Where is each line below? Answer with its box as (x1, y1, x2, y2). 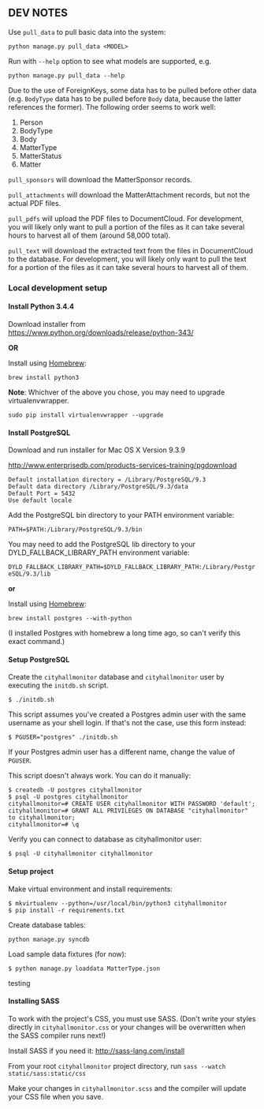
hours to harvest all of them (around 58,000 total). (8, 230, 171, 240)
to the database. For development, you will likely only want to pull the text (8, 254, 247, 264)
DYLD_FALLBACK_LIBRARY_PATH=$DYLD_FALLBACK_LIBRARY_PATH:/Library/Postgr (8, 564, 256, 571)
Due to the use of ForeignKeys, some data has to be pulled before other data (8, 85, 257, 95)
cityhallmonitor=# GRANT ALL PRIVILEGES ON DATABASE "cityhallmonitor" (8, 807, 248, 815)
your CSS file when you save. (8, 1092, 104, 1101)
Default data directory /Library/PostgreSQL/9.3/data (8, 483, 189, 491)
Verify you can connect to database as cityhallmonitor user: (8, 834, 203, 844)
